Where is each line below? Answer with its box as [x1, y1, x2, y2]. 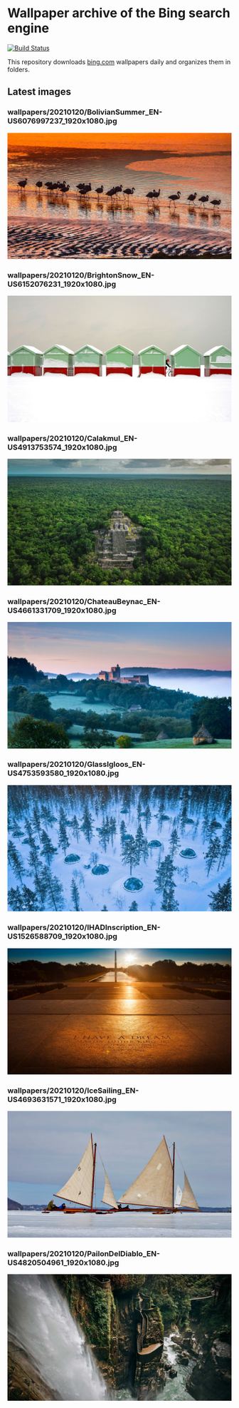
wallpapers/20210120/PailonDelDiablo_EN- [7, 1248, 160, 1258]
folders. [7, 65, 30, 73]
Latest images [7, 86, 72, 98]
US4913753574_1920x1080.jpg [7, 442, 117, 452]
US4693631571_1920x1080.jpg [7, 1095, 117, 1105]
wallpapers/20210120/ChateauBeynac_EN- [7, 596, 161, 606]
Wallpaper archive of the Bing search [7, 5, 230, 21]
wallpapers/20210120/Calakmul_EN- [7, 433, 138, 443]
